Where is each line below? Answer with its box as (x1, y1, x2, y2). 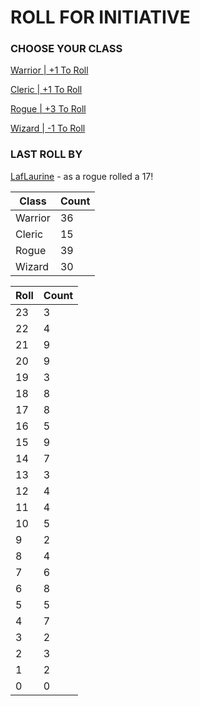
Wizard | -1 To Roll (10, 122, 86, 135)
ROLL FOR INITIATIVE (10, 6, 191, 29)
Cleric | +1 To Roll (10, 84, 83, 96)
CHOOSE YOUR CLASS (10, 42, 123, 56)
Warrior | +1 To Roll (10, 64, 89, 76)
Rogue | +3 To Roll (10, 103, 87, 115)
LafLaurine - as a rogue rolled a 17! (10, 170, 154, 182)
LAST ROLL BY (10, 147, 83, 161)
